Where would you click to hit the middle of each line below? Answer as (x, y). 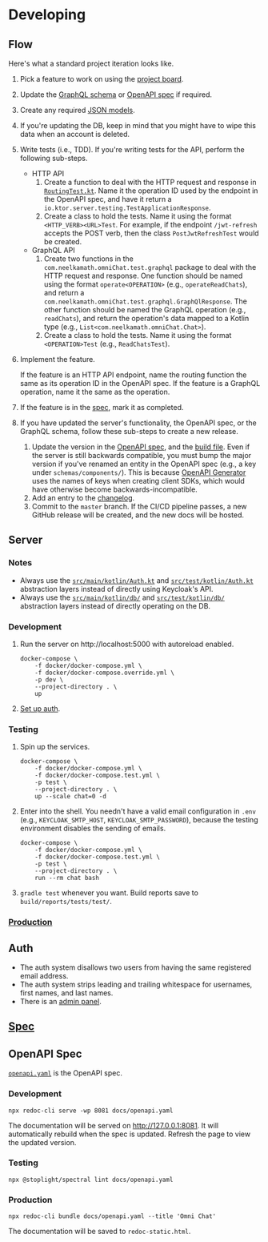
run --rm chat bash (67, 878)
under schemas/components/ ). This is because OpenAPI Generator (139, 472)
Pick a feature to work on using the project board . (102, 79)
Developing (47, 15)
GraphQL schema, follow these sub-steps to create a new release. (129, 431)
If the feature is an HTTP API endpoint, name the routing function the (133, 375)
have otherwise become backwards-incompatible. (114, 489)
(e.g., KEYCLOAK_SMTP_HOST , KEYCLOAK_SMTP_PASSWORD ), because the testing (139, 820)
